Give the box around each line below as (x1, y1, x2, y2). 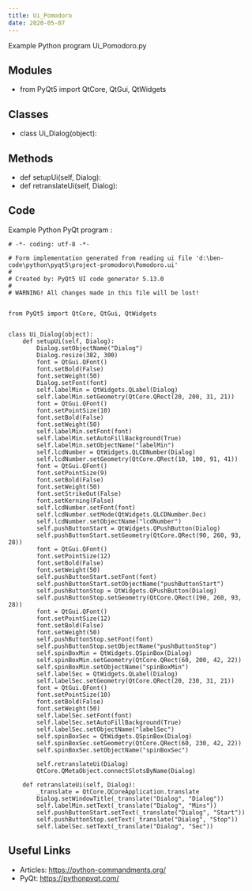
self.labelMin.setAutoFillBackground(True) (36, 434, 182, 442)
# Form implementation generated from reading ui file (8, 254, 193, 262)
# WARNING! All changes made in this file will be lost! (8, 288, 200, 297)
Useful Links (8, 844, 71, 858)
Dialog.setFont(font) (36, 379, 108, 386)
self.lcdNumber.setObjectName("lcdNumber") (36, 517, 182, 525)
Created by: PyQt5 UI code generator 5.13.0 (15, 275, 164, 283)
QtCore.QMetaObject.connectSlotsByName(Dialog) (36, 767, 196, 775)
